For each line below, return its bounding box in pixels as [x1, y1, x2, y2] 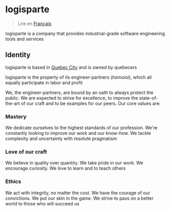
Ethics [5, 178, 21, 185]
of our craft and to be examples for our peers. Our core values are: [21, 100, 161, 106]
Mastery [5, 113, 27, 120]
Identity [5, 51, 31, 59]
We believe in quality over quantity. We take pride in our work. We [5, 160, 144, 166]
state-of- [139, 95, 158, 101]
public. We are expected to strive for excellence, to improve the [5, 95, 138, 101]
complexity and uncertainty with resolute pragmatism [5, 135, 117, 142]
